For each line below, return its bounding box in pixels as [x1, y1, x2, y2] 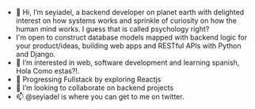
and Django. [15, 50, 56, 58]
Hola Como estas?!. [15, 66, 80, 75]
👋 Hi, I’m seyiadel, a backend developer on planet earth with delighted [15, 8, 245, 17]
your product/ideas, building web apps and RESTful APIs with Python [15, 41, 242, 51]
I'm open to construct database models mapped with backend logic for [15, 32, 248, 42]
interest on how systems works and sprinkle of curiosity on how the [15, 16, 238, 25]
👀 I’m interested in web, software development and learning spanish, [15, 58, 240, 67]
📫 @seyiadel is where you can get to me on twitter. [15, 92, 185, 101]
